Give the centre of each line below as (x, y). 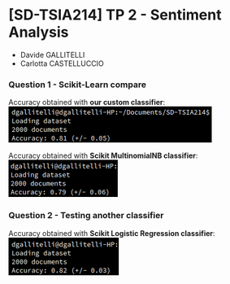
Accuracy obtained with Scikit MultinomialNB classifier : (103, 155)
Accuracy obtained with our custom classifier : (87, 103)
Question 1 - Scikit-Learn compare (77, 85)
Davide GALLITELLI (52, 55)
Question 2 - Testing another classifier (86, 216)
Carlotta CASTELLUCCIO (62, 63)
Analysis (39, 32)
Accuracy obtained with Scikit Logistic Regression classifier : (112, 233)
